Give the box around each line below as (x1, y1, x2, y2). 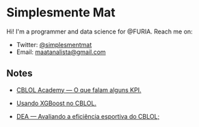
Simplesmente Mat (6, 5, 116, 20)
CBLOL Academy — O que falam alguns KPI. (16, 85, 142, 94)
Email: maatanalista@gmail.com (16, 48, 107, 56)
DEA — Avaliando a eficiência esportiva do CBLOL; (16, 112, 160, 120)
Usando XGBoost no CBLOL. (16, 99, 97, 107)
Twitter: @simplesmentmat (16, 40, 92, 48)
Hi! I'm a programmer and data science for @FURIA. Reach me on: (6, 27, 193, 36)
